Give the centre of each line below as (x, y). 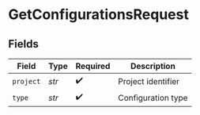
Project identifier (149, 81)
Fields (24, 44)
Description (153, 66)
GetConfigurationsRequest (99, 15)
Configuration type (153, 98)
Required (93, 66)
